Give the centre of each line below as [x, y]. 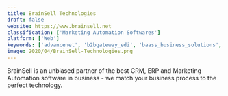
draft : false [26, 20]
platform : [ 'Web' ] [33, 39]
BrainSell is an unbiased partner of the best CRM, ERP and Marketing [104, 70]
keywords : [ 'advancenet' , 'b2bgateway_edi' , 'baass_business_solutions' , [115, 45]
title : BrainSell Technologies [52, 13]
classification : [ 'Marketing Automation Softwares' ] [84, 32]
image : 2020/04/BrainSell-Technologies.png [70, 52]
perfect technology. [35, 85]
